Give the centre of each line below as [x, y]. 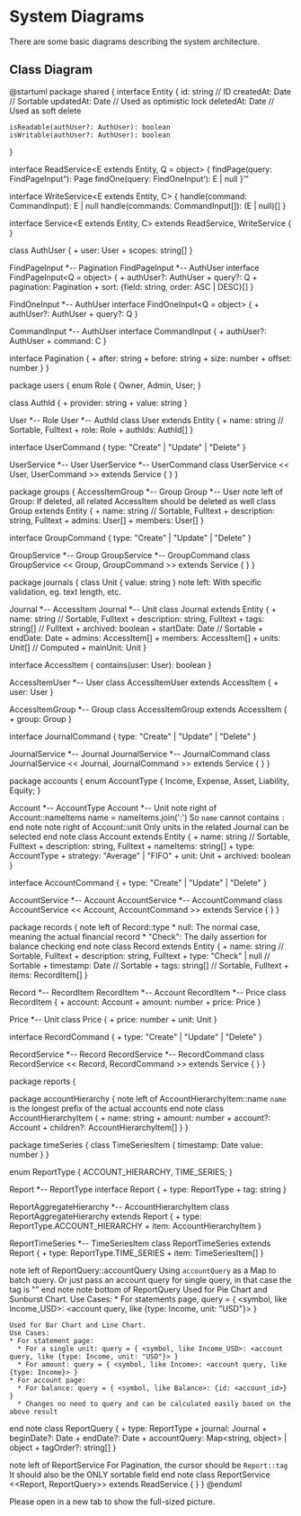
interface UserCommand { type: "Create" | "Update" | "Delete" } [128, 447]
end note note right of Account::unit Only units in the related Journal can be [149, 826]
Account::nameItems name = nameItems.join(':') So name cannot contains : [147, 817]
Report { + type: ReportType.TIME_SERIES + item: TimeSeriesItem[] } [137, 1252]
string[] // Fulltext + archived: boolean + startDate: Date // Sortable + [136, 628]
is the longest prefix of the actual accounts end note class [117, 1108]
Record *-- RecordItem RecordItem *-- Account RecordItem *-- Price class [148, 992]
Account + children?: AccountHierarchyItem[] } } [99, 1127]
